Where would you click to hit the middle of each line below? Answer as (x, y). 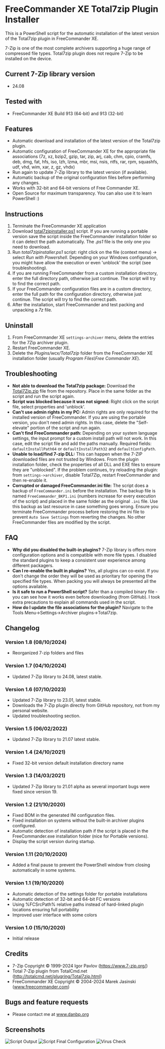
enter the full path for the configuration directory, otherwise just (77, 294)
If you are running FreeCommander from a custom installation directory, (85, 273)
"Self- (142, 422)
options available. (30, 586)
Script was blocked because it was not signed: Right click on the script (85, 402)
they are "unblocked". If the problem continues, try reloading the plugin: (85, 470)
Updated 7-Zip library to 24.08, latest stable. (57, 676)
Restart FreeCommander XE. (41, 348)
